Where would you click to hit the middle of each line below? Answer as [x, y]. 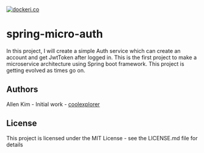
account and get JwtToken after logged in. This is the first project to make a [102, 57]
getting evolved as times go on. [46, 70]
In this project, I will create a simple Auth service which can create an [94, 51]
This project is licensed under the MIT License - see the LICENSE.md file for [102, 138]
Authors [22, 89]
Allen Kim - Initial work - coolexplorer [53, 104]
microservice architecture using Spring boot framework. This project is [95, 63]
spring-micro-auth [55, 34]
